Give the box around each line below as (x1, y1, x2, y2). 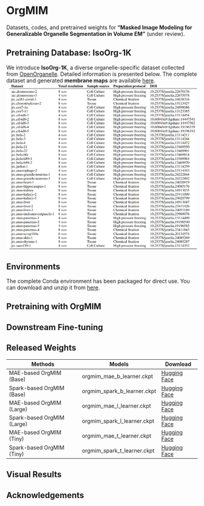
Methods (31, 360, 55, 368)
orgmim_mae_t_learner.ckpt (81, 432, 152, 439)
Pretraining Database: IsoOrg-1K (6, 48, 132, 58)
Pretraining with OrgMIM (6, 302, 101, 312)
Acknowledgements (6, 490, 84, 501)
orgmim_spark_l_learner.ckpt (81, 417, 155, 425)
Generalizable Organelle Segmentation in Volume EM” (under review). (6, 30, 185, 37)
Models (109, 360, 129, 368)
